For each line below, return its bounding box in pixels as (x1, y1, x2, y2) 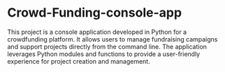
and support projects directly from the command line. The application (7, 42, 208, 51)
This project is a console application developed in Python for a (7, 28, 187, 36)
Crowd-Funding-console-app (7, 5, 182, 21)
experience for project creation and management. (7, 57, 150, 65)
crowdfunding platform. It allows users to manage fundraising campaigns (7, 35, 218, 43)
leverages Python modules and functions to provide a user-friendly (7, 50, 201, 58)
